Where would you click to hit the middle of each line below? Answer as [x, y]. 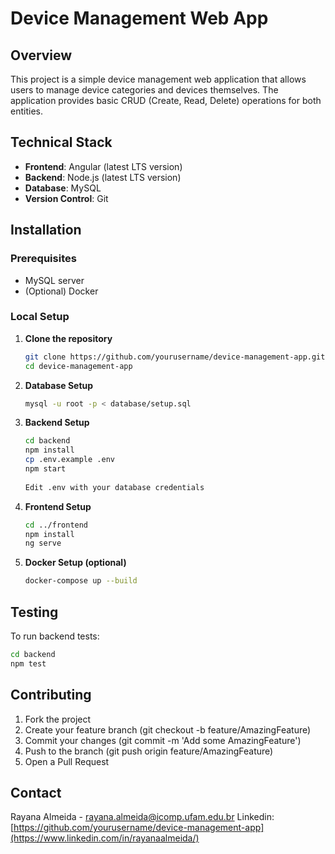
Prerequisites [43, 259]
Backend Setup [57, 423]
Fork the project [58, 719]
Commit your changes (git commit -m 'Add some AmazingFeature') [163, 740]
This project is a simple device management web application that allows [158, 79]
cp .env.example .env [69, 460]
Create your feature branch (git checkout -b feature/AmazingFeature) [168, 729]
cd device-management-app [78, 366]
